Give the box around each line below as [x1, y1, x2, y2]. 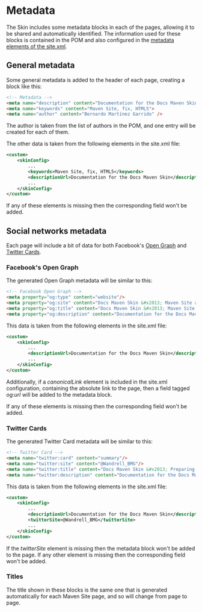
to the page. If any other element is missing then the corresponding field [6, 551, 185, 558]
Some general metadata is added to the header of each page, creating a [6, 76, 185, 83]
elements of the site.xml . [6, 43, 67, 50]
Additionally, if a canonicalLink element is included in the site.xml [6, 378, 168, 385]
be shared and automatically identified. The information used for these [6, 30, 181, 37]
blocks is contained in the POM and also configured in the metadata [6, 36, 174, 43]
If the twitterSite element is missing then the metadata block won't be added [6, 544, 195, 552]
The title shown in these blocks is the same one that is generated [6, 586, 167, 593]
